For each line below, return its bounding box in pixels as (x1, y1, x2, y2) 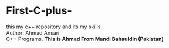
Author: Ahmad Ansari (6, 29, 60, 36)
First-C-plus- (6, 4, 72, 17)
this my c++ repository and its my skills (6, 23, 101, 30)
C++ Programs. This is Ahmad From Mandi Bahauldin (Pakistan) (6, 35, 164, 42)
